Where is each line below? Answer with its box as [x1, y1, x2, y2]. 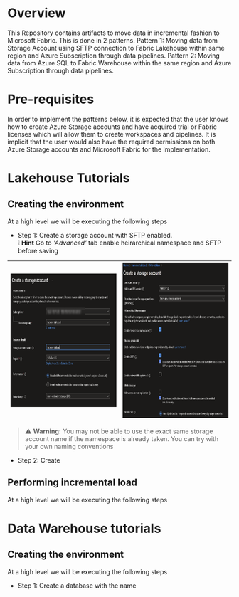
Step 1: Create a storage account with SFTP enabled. [17, 231, 173, 239]
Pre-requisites [7, 91, 95, 107]
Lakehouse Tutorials [7, 170, 130, 186]
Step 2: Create [17, 455, 60, 464]
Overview [7, 5, 66, 21]
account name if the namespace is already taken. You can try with [24, 434, 219, 443]
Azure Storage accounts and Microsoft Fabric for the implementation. [7, 144, 211, 154]
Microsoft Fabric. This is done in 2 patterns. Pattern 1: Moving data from [7, 36, 218, 44]
